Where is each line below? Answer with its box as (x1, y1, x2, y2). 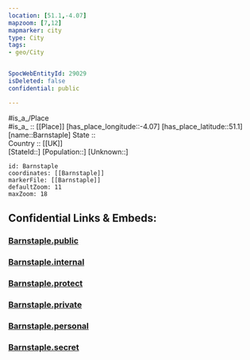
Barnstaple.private (8, 299, 83, 310)
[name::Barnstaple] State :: (8, 130, 96, 140)
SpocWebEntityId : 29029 (8, 70, 87, 78)
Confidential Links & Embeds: (8, 212, 157, 225)
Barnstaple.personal (8, 320, 90, 331)
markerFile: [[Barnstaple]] (8, 176, 102, 184)
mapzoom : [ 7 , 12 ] (8, 19, 62, 27)
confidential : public (8, 84, 80, 92)
